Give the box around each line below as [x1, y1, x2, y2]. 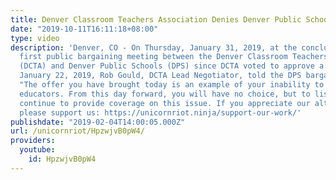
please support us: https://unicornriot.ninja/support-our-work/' [19, 107, 302, 118]
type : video [10, 33, 60, 43]
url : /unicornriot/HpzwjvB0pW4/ [10, 126, 145, 136]
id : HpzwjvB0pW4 [28, 154, 97, 164]
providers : [10, 136, 56, 146]
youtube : [19, 145, 56, 155]
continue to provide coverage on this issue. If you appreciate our [19, 98, 311, 108]
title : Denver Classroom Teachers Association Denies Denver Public [10, 14, 302, 25]
